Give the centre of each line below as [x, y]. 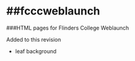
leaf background [36, 51]
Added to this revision [34, 39]
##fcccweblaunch [53, 11]
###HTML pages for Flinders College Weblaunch [68, 28]
